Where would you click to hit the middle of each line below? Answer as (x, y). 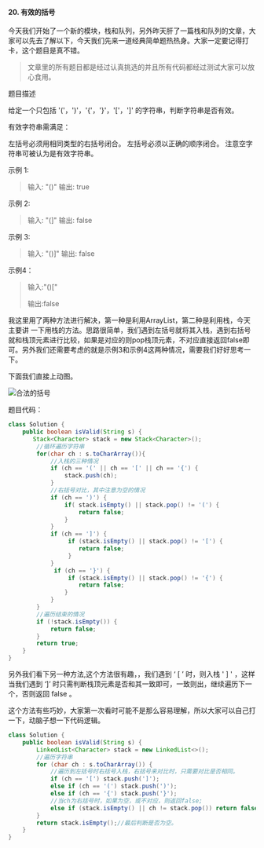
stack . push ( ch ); (91, 476)
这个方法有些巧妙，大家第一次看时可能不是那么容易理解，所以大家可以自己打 (132, 711)
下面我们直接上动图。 (42, 376)
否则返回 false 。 (49, 694)
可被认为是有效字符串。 (60, 154)
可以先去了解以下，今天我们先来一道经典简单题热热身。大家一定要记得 (128, 41)
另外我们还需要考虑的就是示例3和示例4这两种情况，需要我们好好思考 (133, 350)
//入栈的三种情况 (74, 461)
